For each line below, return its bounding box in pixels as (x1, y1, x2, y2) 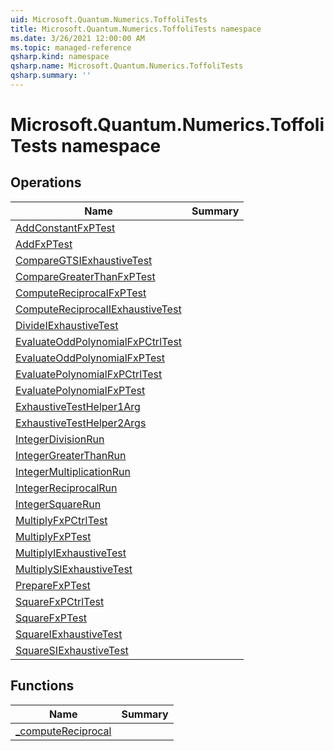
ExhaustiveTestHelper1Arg (15, 399, 141, 413)
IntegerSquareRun (15, 497, 102, 511)
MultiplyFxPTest (15, 529, 92, 543)
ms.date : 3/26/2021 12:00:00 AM (10, 33, 145, 43)
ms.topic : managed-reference (10, 42, 132, 53)
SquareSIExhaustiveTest (15, 643, 129, 657)
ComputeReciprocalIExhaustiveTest (15, 302, 182, 316)
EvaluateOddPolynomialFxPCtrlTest (15, 334, 183, 348)
